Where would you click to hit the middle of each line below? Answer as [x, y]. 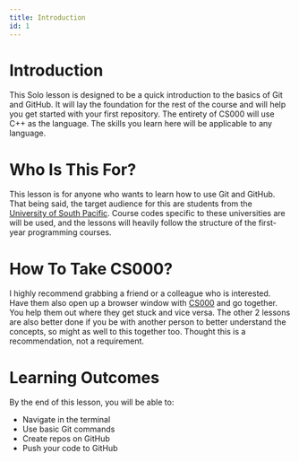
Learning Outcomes [84, 377]
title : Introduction [48, 17]
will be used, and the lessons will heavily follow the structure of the [133, 223]
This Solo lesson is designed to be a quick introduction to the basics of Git [146, 95]
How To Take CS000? [91, 269]
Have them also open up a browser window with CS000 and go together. [143, 303]
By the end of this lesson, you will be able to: [92, 402]
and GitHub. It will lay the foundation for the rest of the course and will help [148, 105]
